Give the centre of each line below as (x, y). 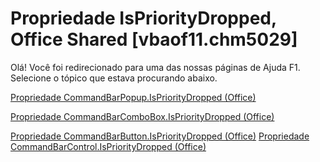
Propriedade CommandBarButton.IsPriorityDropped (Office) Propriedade (160, 136)
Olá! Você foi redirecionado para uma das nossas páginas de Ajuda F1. (155, 67)
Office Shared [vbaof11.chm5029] (154, 39)
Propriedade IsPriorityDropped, (143, 18)
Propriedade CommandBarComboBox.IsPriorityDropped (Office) (142, 116)
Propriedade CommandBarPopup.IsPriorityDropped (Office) (133, 97)
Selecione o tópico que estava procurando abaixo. (114, 78)
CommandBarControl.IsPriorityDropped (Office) (108, 146)
